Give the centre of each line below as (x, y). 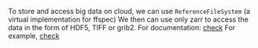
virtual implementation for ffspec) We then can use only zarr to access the (129, 19)
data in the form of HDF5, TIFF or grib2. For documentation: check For (122, 27)
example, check (34, 36)
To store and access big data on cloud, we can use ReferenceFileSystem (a (129, 11)
